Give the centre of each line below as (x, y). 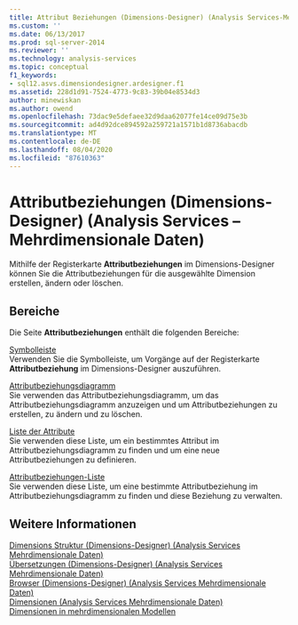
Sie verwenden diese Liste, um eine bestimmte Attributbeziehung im (134, 486)
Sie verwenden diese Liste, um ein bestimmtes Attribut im (114, 441)
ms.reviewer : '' (39, 51)
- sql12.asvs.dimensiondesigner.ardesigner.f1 (97, 84)
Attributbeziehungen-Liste (57, 477)
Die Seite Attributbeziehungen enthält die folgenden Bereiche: (124, 333)
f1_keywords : (33, 76)
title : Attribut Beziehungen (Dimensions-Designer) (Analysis (126, 17)
